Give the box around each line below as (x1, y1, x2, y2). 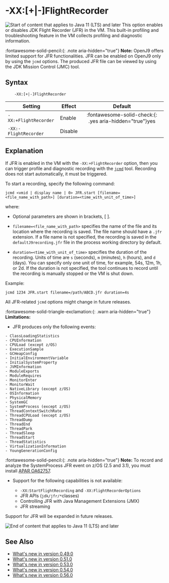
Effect (61, 102, 76, 109)
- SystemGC (5, 399, 28, 404)
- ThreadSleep (5, 430, 35, 436)
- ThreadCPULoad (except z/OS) (5, 413, 71, 418)
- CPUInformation (5, 338, 42, 343)
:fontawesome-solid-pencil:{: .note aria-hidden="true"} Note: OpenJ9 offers (5, 47, 164, 53)
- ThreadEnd (5, 422, 30, 427)
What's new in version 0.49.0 (12, 551, 73, 557)
